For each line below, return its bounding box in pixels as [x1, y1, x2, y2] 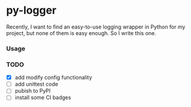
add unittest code [14, 81, 58, 88]
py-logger [6, 4, 57, 17]
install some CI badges [14, 94, 72, 101]
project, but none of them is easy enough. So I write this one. [6, 29, 156, 36]
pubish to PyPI [14, 87, 51, 95]
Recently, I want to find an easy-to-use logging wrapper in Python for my [6, 23, 186, 30]
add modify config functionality [14, 74, 93, 81]
